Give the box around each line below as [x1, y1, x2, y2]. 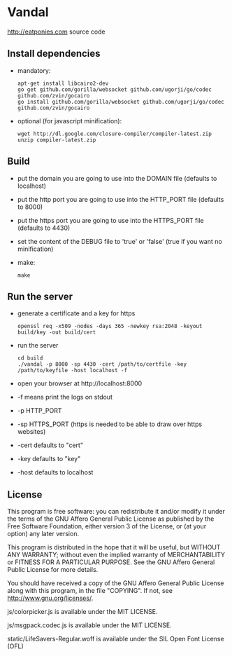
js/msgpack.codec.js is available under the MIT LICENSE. [7, 621, 173, 629]
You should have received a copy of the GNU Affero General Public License [7, 579, 224, 587]
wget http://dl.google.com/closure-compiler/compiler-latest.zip [17, 130, 212, 137]
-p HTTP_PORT [17, 406, 62, 415]
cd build [17, 355, 43, 362]
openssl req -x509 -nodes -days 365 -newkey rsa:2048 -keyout [17, 323, 203, 330]
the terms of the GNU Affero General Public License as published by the [7, 514, 215, 523]
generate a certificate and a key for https [17, 309, 136, 317]
